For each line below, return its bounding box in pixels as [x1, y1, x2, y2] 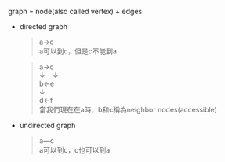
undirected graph [19, 121, 76, 130]
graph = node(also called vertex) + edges [8, 7, 143, 16]
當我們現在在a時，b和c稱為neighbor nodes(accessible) [38, 105, 218, 114]
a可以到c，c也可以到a [38, 145, 111, 154]
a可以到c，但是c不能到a [38, 46, 118, 56]
